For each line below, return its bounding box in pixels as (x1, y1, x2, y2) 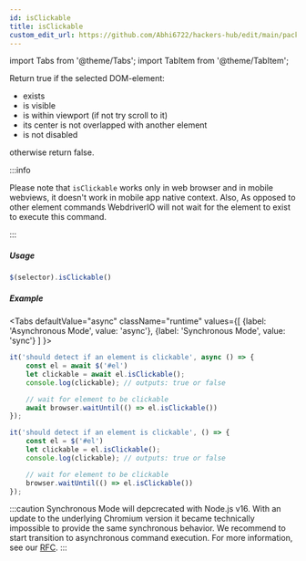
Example (9, 293, 44, 304)
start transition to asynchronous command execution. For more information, (9, 533, 293, 544)
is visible (22, 100, 56, 111)
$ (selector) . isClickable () (9, 273, 112, 283)
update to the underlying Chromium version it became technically (9, 513, 255, 525)
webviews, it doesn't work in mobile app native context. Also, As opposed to (9, 192, 296, 203)
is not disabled (22, 130, 78, 140)
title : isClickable (9, 22, 84, 31)
